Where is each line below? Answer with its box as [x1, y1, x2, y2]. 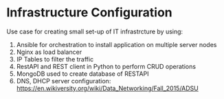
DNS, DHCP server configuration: [16, 76, 111, 85]
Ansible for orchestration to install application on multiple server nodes [16, 40, 217, 48]
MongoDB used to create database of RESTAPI [16, 70, 149, 78]
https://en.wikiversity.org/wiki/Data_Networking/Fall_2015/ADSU [16, 84, 199, 92]
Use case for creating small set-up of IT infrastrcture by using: [6, 27, 183, 36]
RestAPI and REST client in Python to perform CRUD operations [16, 62, 197, 70]
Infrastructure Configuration [6, 5, 172, 20]
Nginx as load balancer [16, 48, 82, 56]
